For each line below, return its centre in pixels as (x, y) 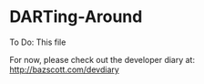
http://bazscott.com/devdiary (65, 69)
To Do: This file (38, 42)
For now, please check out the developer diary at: (102, 59)
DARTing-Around (76, 17)
